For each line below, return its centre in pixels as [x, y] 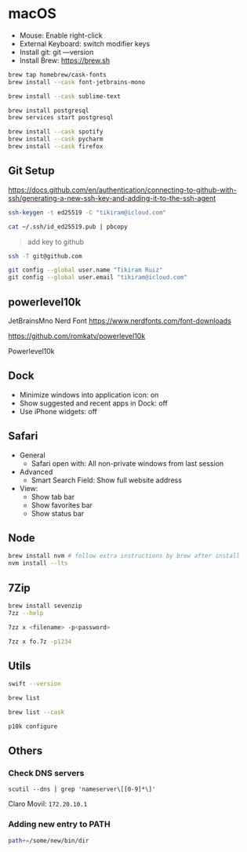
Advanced [36, 472]
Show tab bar [53, 497]
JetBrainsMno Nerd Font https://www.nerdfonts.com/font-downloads [120, 320]
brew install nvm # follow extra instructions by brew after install [124, 556]
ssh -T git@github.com [45, 256]
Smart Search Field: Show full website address [107, 480]
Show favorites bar [62, 505]
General [32, 455]
